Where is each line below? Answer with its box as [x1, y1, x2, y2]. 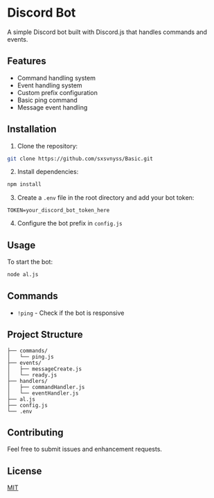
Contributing [7, 427, 64, 438]
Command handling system [17, 74, 96, 82]
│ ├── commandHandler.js [7, 384, 85, 390]
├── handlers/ [7, 377, 48, 384]
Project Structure [7, 329, 83, 341]
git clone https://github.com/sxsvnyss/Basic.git [7, 155, 154, 162]
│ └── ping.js [7, 353, 54, 360]
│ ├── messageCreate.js [7, 366, 82, 372]
